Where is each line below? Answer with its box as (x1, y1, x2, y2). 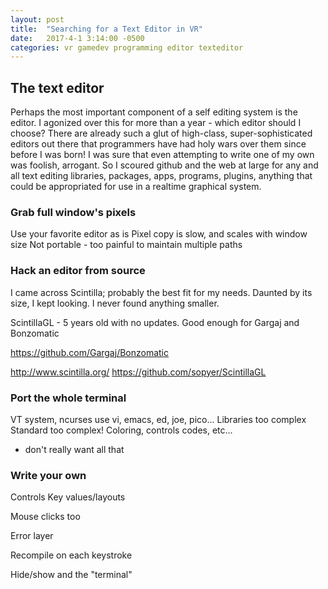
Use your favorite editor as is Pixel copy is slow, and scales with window (10, 228, 308, 240)
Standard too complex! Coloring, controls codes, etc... (10, 424, 233, 436)
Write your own (10, 468, 87, 482)
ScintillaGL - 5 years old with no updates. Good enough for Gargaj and (10, 316, 300, 328)
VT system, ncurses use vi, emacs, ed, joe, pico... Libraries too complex (10, 413, 307, 425)
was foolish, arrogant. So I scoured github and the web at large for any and (10, 159, 319, 171)
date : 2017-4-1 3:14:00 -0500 (10, 33, 145, 43)
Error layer (10, 530, 54, 542)
